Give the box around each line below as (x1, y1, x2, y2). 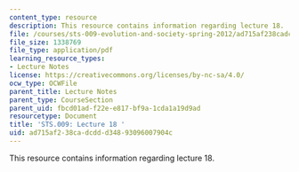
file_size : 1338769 (9, 37, 82, 47)
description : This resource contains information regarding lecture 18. (9, 21, 285, 30)
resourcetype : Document (9, 112, 98, 121)
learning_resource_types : (9, 54, 105, 63)
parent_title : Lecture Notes (9, 87, 117, 96)
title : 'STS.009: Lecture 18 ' (9, 121, 125, 129)
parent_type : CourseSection (9, 95, 114, 105)
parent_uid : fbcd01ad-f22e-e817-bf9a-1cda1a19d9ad (9, 104, 201, 113)
